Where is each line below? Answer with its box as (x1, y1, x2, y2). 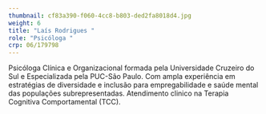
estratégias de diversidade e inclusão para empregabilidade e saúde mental (8, 81, 259, 90)
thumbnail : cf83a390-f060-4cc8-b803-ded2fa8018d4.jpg (8, 11, 192, 20)
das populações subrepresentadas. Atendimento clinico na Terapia (8, 88, 229, 98)
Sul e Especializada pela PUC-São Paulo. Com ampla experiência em (8, 72, 236, 81)
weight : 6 (8, 19, 42, 27)
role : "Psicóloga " (8, 33, 74, 42)
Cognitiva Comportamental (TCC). (8, 97, 122, 107)
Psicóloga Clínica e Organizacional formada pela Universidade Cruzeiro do (8, 63, 255, 73)
